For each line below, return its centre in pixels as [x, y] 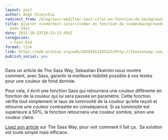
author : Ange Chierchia [30, 14]
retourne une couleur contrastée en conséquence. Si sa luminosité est [77, 107]
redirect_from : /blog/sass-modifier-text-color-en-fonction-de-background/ [86, 19]
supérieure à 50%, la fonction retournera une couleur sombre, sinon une [80, 112]
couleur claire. [20, 117]
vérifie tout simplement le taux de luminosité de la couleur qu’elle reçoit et [81, 101]
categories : [17, 38]
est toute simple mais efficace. [37, 132]
